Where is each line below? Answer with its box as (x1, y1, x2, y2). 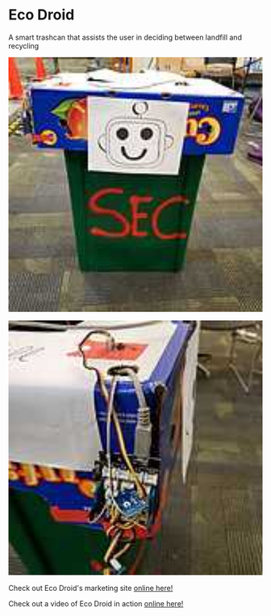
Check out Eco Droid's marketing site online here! (8, 583, 173, 593)
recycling (8, 40, 40, 50)
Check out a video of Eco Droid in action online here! (8, 598, 184, 608)
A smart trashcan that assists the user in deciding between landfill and (8, 32, 242, 42)
